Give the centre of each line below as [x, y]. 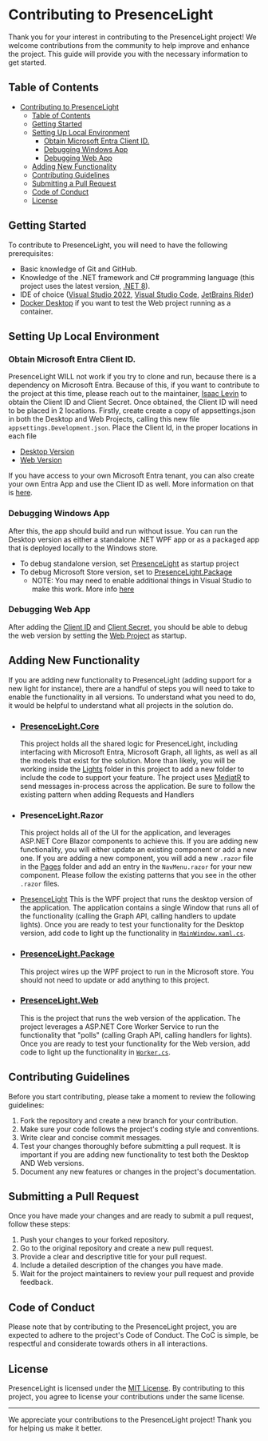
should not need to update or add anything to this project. [114, 980]
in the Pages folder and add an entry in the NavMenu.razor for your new [136, 867]
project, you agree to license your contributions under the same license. [126, 1397]
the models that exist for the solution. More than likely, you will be [127, 760]
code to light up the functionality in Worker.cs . [95, 1052]
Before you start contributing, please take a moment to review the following [132, 1096]
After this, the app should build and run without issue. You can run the [123, 530]
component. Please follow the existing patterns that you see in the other [138, 875]
